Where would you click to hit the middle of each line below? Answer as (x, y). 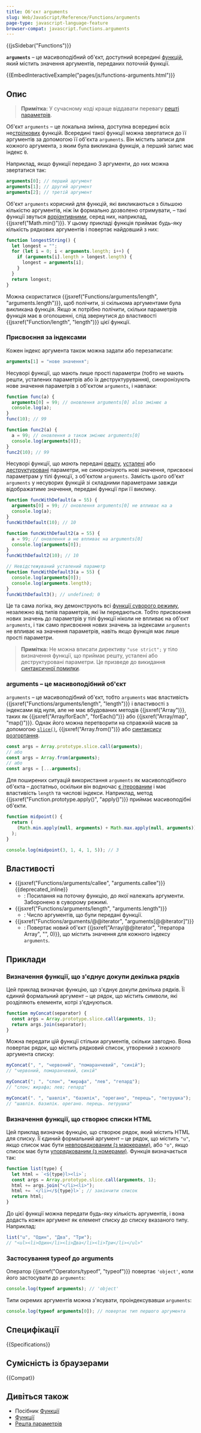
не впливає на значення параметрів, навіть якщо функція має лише (93, 632)
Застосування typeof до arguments (60, 1258)
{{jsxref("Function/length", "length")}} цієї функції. (68, 322)
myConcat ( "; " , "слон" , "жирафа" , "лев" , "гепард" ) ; (73, 1082)
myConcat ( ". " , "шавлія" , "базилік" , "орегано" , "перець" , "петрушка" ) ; (99, 1098)
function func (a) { (31, 397)
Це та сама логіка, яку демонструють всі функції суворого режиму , (93, 606)
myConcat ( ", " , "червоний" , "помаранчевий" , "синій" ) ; (76, 1065)
